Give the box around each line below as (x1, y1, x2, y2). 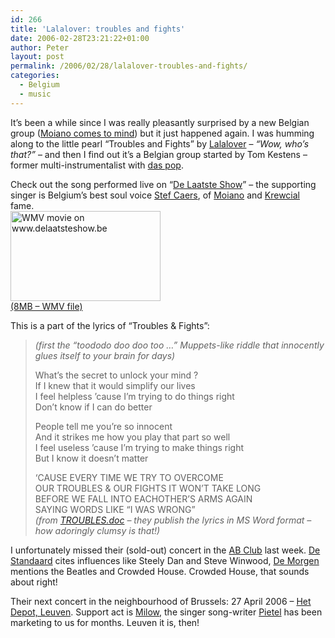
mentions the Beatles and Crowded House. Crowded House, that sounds (10, 565, 310, 577)
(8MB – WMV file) (10, 300, 83, 312)
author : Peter (10, 42, 70, 53)
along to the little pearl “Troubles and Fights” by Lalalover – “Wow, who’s (10, 137, 310, 150)
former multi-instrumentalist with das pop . (10, 159, 184, 171)
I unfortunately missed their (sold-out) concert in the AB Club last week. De (10, 544, 321, 556)
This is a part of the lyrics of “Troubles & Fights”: (10, 319, 210, 331)
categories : (10, 71, 60, 81)
